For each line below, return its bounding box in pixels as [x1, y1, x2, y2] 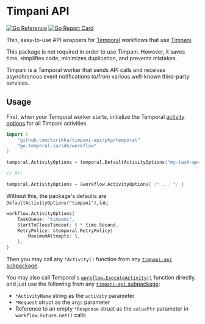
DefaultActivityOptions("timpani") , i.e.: [6, 199, 109, 206]
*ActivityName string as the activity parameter [15, 292, 135, 299]
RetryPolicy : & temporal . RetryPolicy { [17, 227, 113, 234]
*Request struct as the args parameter [15, 298, 110, 306]
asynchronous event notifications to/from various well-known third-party [6, 72, 190, 80]
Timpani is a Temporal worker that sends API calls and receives [6, 66, 166, 74]
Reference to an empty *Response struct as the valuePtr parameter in [15, 305, 189, 312]
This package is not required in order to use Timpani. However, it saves [6, 48, 185, 55]
